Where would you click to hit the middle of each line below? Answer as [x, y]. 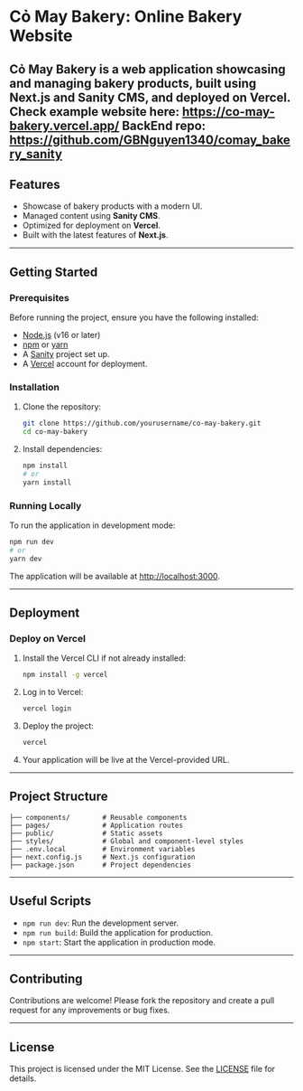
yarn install [47, 482]
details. [23, 1078]
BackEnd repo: [164, 125]
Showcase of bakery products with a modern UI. [112, 206]
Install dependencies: [62, 449]
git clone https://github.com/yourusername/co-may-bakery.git [142, 423]
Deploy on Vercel [47, 638]
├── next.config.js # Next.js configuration [102, 857]
